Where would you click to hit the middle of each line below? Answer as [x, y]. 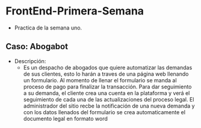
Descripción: [30, 61]
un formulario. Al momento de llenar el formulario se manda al [100, 80]
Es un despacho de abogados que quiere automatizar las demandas [108, 67]
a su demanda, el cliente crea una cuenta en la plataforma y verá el [107, 93]
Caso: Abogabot [37, 47]
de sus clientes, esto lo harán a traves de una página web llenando [106, 74]
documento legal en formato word [65, 118]
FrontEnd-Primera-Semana [75, 11]
